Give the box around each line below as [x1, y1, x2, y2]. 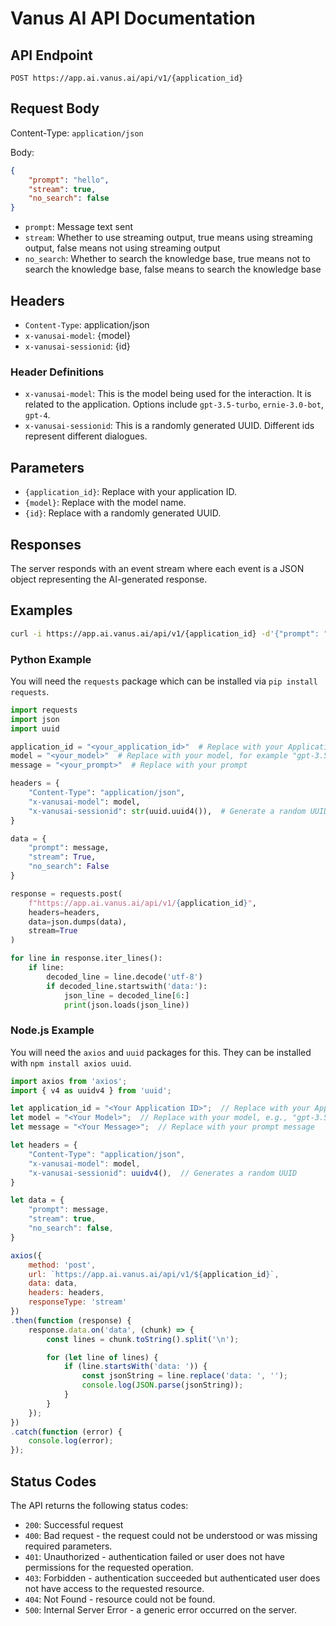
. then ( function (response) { [10, 1315, 132, 1326]
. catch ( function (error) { [10, 1427, 123, 1437]
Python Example [10, 652, 92, 666]
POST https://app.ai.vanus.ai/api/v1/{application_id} [10, 73, 244, 83]
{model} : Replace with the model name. [24, 497, 187, 509]
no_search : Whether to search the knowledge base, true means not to [24, 253, 311, 265]
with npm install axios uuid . [10, 1057, 132, 1069]
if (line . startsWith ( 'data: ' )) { [63, 1362, 208, 1372]
